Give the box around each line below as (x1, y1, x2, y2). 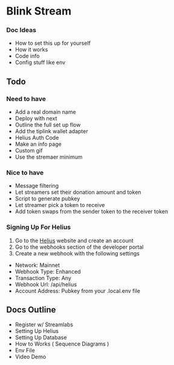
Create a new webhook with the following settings (14, 249, 140, 257)
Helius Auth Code (14, 134, 59, 142)
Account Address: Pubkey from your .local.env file (14, 287, 141, 294)
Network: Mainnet (14, 261, 60, 269)
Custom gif (14, 147, 43, 154)
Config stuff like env (14, 59, 66, 66)
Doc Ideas (6, 26, 36, 35)
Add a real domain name (14, 108, 77, 116)
